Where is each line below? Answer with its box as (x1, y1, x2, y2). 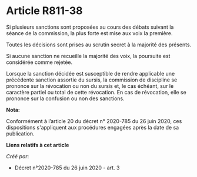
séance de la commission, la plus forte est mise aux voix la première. (6, 29, 173, 36)
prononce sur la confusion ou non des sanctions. (6, 95, 125, 102)
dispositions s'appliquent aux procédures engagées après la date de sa (6, 124, 179, 131)
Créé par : (6, 152, 29, 159)
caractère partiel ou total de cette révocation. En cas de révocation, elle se (6, 88, 186, 96)
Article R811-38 (6, 4, 84, 18)
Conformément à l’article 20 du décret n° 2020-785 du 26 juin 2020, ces (6, 117, 182, 124)
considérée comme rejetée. (6, 59, 73, 66)
